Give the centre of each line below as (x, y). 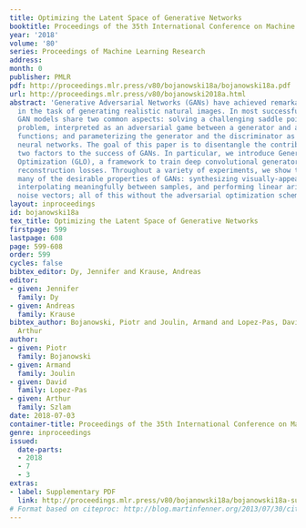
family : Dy (38, 297)
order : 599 (30, 255)
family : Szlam (44, 407)
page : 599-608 (36, 247)
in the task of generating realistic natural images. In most (138, 111)
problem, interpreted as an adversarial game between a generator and (154, 128)
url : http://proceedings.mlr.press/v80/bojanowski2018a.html (128, 94)
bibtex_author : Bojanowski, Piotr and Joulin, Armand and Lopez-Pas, (144, 323)
